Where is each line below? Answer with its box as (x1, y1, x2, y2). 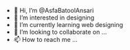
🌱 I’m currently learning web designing (13, 21, 124, 28)
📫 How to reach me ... (13, 36, 78, 43)
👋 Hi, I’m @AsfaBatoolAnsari (13, 7, 94, 14)
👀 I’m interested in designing (13, 14, 95, 22)
